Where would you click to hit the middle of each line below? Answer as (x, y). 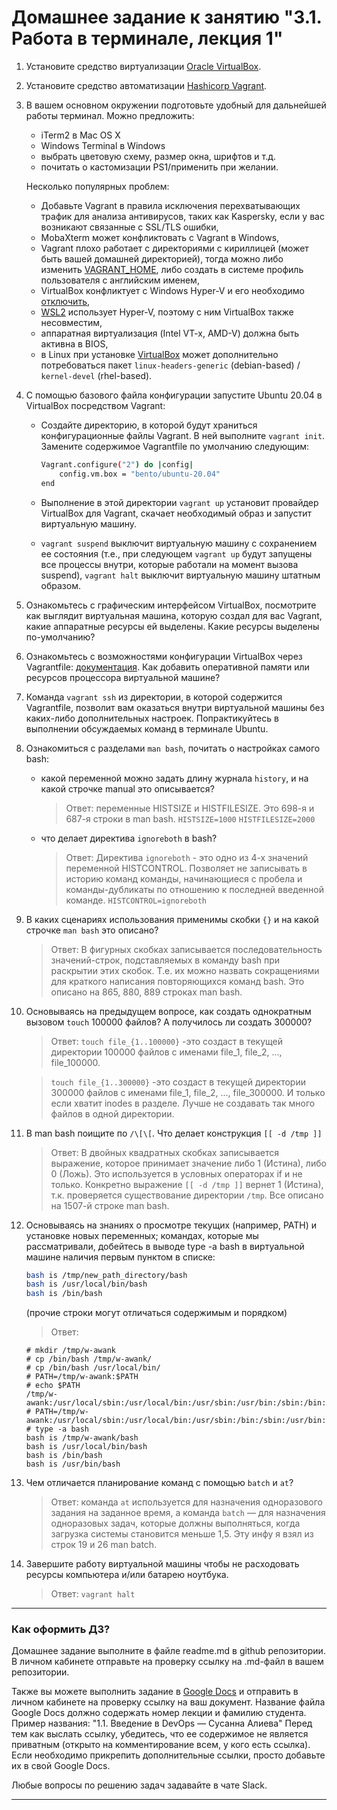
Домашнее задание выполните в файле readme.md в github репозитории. (168, 1651)
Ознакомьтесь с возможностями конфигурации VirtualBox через (164, 656)
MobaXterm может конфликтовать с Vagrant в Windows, (160, 237)
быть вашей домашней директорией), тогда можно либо (162, 258)
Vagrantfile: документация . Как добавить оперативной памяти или (167, 667)
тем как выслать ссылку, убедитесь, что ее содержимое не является (160, 1734)
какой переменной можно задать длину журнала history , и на (174, 778)
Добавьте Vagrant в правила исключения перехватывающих (170, 205)
